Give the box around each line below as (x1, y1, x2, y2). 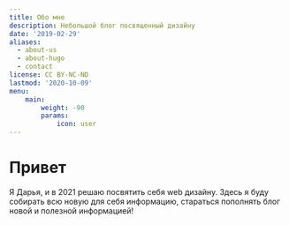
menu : (9, 86, 29, 95)
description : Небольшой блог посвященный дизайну (9, 21, 196, 30)
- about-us (17, 46, 57, 55)
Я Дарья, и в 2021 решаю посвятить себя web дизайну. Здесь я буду (9, 186, 270, 197)
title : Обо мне (9, 12, 65, 22)
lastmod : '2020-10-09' (9, 79, 93, 87)
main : (25, 94, 46, 104)
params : (41, 111, 69, 120)
